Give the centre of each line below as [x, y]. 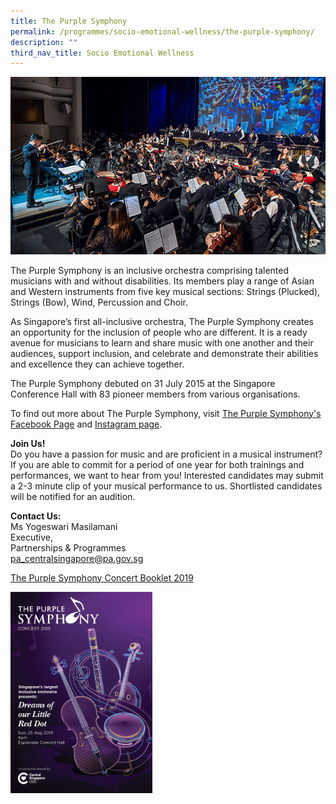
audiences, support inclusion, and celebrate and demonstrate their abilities [164, 353]
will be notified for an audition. [73, 496]
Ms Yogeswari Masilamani [64, 526]
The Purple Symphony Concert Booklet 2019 [102, 577]
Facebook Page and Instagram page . [86, 424]
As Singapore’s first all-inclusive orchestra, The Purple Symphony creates [162, 321]
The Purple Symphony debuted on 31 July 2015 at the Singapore [143, 383]
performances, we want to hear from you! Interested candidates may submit [167, 475]
